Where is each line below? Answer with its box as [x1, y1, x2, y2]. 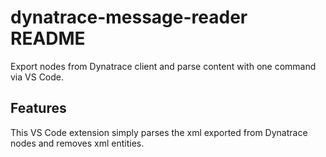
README [10, 27, 86, 50]
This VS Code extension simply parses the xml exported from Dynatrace [10, 126, 308, 138]
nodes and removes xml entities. [10, 137, 145, 149]
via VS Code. [10, 71, 65, 83]
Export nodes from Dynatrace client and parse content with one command [10, 60, 317, 72]
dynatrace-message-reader [10, 6, 248, 29]
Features [10, 100, 67, 117]
